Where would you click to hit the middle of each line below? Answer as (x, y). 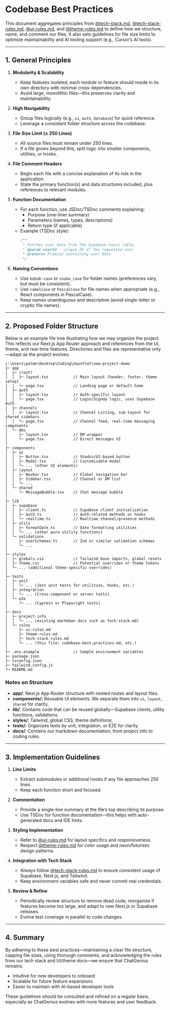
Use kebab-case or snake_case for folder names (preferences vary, (89, 278)
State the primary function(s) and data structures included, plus (86, 184)
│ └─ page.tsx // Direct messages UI (63, 439)
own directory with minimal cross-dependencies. (71, 88)
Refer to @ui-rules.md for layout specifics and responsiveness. (86, 840)
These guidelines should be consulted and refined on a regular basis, (77, 996)
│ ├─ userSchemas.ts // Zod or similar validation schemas (80, 541)
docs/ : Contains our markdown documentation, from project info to (82, 731)
